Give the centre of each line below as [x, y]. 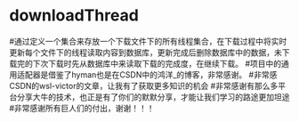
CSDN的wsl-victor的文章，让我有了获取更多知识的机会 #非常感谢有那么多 [144, 85]
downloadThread [74, 16]
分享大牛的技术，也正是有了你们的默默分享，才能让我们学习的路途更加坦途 [153, 97]
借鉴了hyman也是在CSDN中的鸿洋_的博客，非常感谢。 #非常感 [162, 74]
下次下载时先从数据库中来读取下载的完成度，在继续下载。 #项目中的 [157, 63]
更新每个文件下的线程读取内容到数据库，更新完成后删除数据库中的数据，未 [145, 52]
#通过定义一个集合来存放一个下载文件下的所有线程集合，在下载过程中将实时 [148, 41]
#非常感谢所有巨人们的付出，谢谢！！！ [82, 108]
